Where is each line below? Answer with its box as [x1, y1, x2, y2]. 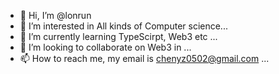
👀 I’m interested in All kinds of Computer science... [19, 20, 228, 32]
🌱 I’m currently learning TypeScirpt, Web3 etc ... [19, 31, 218, 42]
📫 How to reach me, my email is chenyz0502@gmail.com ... [19, 53, 270, 64]
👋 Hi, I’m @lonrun [19, 10, 92, 21]
